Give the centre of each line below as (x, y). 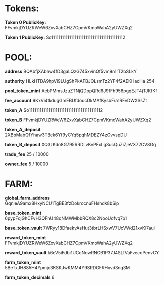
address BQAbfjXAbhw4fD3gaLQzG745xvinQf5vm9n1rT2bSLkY (71, 71)
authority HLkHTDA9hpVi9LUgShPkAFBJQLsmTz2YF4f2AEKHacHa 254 (80, 81)
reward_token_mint (26, 237)
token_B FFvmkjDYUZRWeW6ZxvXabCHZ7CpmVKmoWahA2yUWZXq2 (78, 120)
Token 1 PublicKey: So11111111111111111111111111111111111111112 (65, 37)
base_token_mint (23, 213)
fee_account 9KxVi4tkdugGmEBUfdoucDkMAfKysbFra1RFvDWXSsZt (76, 100)
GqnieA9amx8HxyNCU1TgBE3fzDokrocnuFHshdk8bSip (62, 203)
